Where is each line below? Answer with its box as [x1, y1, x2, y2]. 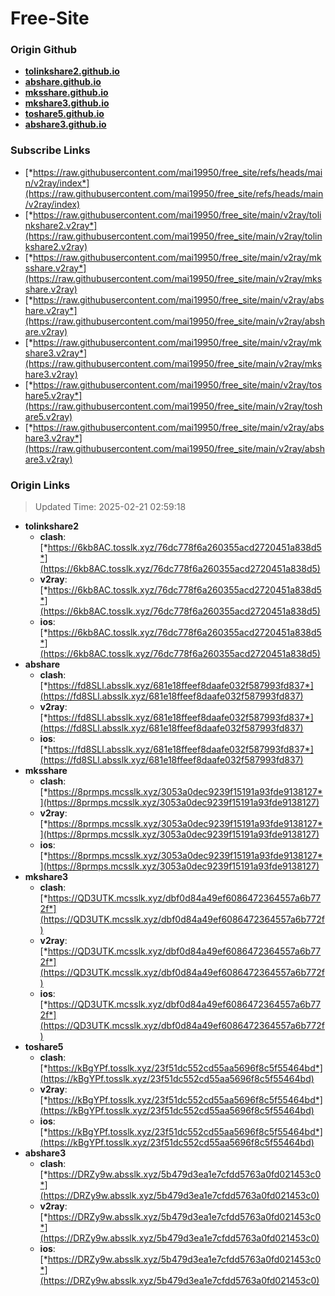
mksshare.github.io [24, 87, 109, 99]
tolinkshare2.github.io [24, 65, 120, 77]
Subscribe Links [10, 143, 91, 157]
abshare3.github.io [24, 118, 107, 131]
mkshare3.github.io [24, 97, 110, 109]
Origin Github [10, 43, 78, 57]
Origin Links [10, 478, 71, 492]
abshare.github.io [24, 76, 102, 88]
